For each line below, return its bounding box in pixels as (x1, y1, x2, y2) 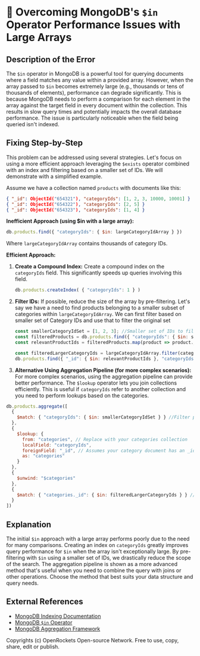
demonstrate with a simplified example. (6, 173, 103, 180)
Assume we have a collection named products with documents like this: (6, 184, 182, 191)
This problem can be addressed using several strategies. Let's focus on (6, 154, 182, 161)
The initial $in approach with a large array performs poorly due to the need (6, 535, 190, 542)
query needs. (6, 580, 39, 586)
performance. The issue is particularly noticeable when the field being (6, 114, 179, 121)
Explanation (6, 519, 52, 529)
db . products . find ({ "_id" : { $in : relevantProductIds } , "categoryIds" (14, 355, 196, 362)
